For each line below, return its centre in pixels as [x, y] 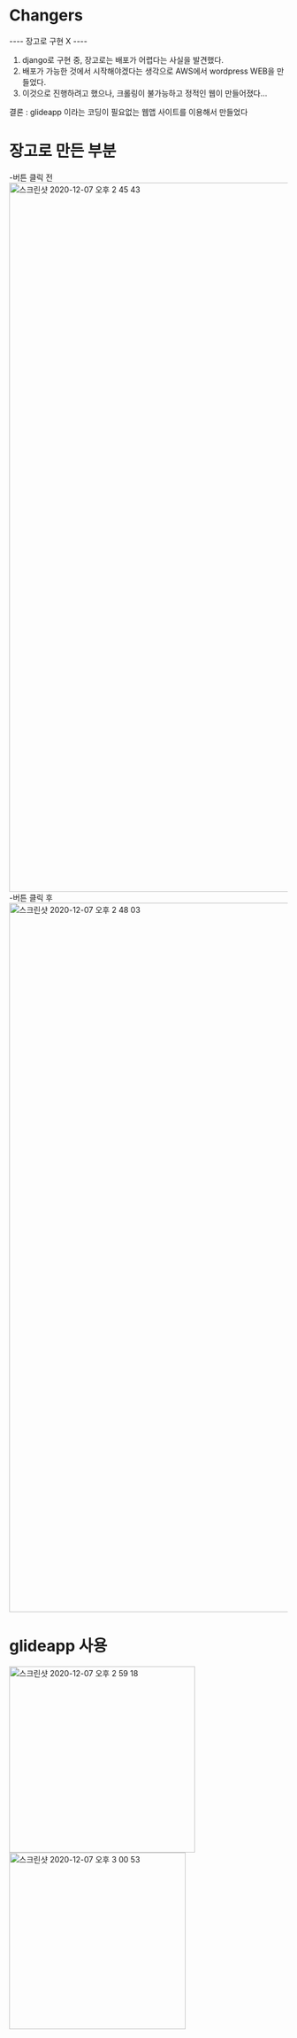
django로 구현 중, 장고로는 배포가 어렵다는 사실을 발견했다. [122, 59]
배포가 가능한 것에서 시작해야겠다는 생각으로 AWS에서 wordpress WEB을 [148, 71]
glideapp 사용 [58, 1646]
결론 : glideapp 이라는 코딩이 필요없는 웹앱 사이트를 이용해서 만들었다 [129, 112]
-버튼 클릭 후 [31, 897]
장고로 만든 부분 [63, 151]
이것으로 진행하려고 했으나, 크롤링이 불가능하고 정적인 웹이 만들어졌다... [145, 93]
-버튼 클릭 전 [31, 177]
